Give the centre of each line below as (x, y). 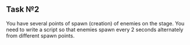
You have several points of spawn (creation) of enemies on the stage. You (95, 23)
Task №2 (23, 10)
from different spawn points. (40, 35)
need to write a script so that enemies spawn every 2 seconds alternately (95, 29)
